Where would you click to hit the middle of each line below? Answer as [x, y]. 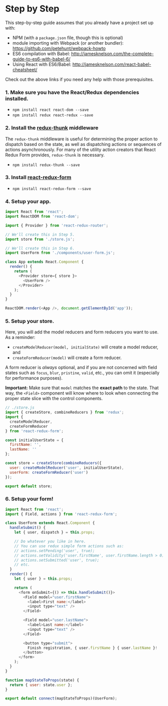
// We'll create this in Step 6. [40, 248]
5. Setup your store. [30, 321]
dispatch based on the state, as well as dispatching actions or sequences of [83, 144]
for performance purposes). [34, 378]
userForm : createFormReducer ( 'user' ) [49, 472]
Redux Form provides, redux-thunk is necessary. [55, 155]
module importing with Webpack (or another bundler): [68, 43]
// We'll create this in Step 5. [40, 234]
